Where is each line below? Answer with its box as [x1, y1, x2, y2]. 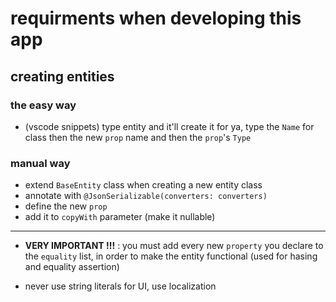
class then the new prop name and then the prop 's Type [24, 131, 252, 143]
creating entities [10, 68, 115, 85]
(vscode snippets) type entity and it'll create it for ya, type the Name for [24, 120, 315, 132]
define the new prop [24, 200, 108, 212]
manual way [10, 156, 71, 170]
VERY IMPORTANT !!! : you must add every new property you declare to [24, 240, 324, 252]
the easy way [10, 98, 77, 112]
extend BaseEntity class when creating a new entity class [24, 179, 263, 191]
